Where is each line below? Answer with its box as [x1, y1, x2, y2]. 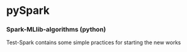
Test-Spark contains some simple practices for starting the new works [6, 39, 181, 46]
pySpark [6, 4, 50, 18]
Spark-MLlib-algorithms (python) [6, 25, 106, 34]
